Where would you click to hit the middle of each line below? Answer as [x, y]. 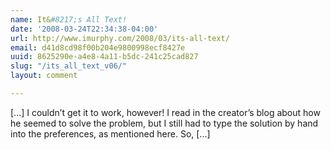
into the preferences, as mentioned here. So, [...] [110, 133]
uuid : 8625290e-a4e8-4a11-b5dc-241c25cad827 [104, 57]
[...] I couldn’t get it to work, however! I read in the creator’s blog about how [165, 112]
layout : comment [44, 76]
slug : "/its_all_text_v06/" [69, 66]
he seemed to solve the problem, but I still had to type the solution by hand [164, 123]
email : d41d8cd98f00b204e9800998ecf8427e [98, 47]
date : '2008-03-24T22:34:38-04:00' [84, 29]
